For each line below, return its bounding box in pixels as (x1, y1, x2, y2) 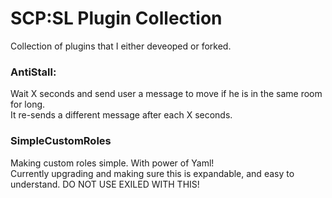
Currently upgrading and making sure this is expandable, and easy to (10, 167, 295, 179)
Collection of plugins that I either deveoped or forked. (10, 40, 232, 52)
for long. (10, 98, 46, 111)
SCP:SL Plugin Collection (10, 7, 223, 30)
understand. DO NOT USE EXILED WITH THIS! (10, 178, 200, 190)
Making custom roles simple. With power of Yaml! (10, 157, 215, 169)
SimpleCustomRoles (10, 134, 112, 148)
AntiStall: (10, 65, 57, 79)
